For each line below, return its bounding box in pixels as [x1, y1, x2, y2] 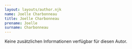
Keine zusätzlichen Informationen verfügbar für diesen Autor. [4, 38, 128, 44]
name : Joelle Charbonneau [4, 12, 57, 16]
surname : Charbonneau [4, 25, 49, 30]
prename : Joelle [4, 20, 38, 26]
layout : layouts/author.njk [4, 7, 62, 12]
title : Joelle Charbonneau [4, 16, 59, 21]
